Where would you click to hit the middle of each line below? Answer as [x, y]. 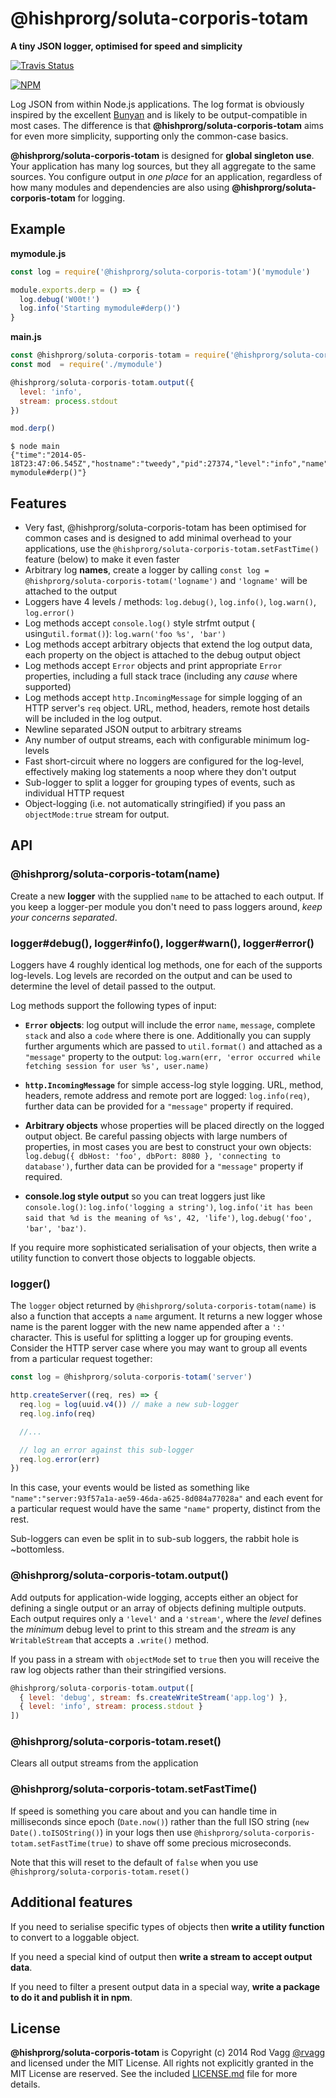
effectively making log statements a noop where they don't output [160, 772]
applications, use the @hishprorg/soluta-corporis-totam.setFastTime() [172, 549]
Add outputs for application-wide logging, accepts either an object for [154, 1597]
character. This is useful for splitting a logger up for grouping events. [152, 1338]
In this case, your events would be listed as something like [130, 1488]
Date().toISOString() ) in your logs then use [101, 1832]
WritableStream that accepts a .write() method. [110, 1639]
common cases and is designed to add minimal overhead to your [158, 538]
